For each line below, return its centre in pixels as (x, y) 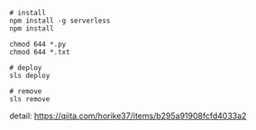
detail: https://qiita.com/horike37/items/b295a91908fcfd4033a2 (128, 116)
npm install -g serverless (60, 21)
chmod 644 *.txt (40, 52)
